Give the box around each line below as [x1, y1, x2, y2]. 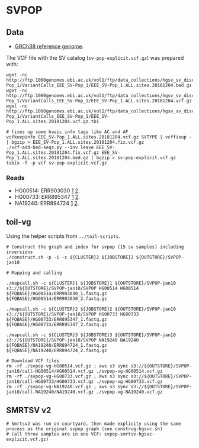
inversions [6, 249, 33, 255]
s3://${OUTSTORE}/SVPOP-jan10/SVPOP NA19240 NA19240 [6, 337, 139, 343]
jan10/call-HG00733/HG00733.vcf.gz [6, 379, 94, 385]
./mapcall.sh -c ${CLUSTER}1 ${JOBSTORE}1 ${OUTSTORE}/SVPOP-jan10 [6, 281, 176, 286]
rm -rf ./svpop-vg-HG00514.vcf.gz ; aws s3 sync [6, 363, 129, 369]
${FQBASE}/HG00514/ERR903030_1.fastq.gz [6, 291, 108, 296]
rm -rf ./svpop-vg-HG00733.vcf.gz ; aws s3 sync [6, 373, 129, 379]
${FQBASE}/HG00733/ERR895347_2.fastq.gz [6, 322, 108, 328]
